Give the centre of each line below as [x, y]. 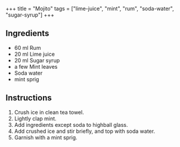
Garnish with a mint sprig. [46, 137]
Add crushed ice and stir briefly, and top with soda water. [85, 131]
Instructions [29, 98]
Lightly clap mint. [35, 119]
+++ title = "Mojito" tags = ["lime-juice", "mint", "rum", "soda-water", [90, 9]
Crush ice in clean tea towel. [49, 112]
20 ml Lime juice [34, 54]
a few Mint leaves [36, 66]
